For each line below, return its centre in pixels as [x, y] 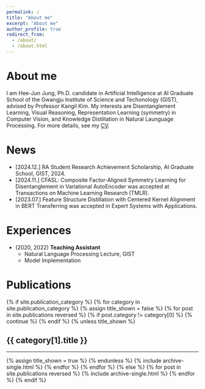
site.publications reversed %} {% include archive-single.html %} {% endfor [101, 374]
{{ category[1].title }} [47, 341]
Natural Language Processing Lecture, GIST [80, 254]
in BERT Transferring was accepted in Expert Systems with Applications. [106, 205]
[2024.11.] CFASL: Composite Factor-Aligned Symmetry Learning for [100, 180]
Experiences [39, 230]
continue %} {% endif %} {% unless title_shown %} [71, 321]
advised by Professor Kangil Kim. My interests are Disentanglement [91, 106]
